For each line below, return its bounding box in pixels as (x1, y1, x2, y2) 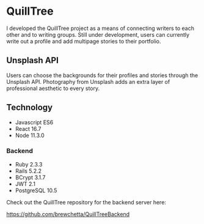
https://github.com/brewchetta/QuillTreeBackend (6, 210, 130, 218)
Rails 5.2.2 (15, 167, 42, 174)
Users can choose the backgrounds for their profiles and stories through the (6, 72, 199, 79)
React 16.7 (15, 125, 42, 132)
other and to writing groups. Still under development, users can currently (6, 31, 190, 38)
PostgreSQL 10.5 (15, 187, 57, 194)
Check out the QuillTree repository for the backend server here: (6, 198, 167, 206)
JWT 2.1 (15, 180, 35, 187)
